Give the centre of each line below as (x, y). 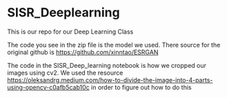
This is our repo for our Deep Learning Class (70, 32)
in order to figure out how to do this (141, 87)
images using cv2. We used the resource (65, 73)
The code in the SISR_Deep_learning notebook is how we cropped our (107, 65)
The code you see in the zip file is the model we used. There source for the (114, 45)
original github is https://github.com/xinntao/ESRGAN (83, 52)
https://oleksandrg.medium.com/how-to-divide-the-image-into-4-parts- (110, 79)
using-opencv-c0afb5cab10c (48, 87)
